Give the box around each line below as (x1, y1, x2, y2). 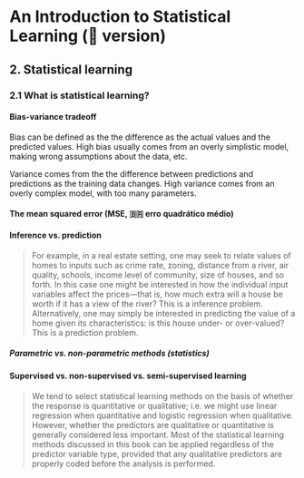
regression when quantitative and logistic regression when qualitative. (31, 410, 294, 421)
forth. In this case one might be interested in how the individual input (31, 278, 289, 289)
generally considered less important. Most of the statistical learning (31, 429, 284, 441)
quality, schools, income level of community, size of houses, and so (31, 269, 285, 280)
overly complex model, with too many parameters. (9, 188, 197, 199)
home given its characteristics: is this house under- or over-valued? (31, 317, 285, 328)
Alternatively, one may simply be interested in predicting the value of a (31, 307, 296, 318)
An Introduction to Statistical (9, 6, 231, 27)
